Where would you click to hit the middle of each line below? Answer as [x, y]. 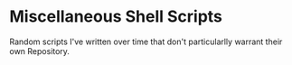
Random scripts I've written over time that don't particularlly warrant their [146, 42]
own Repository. [40, 51]
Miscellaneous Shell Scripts [116, 17]
